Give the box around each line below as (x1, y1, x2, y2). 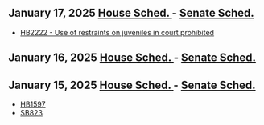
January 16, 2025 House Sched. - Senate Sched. (8, 51, 256, 65)
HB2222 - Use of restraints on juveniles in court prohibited (19, 27, 215, 37)
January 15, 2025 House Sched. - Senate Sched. (8, 78, 256, 91)
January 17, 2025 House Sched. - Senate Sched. (8, 6, 255, 20)
